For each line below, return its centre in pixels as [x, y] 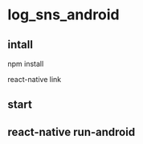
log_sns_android [63, 15]
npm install [26, 64]
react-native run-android [71, 132]
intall [20, 45]
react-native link [35, 79]
